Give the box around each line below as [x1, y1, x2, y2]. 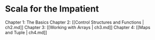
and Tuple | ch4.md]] [5, 29, 47, 35]
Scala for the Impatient [5, 3, 99, 14]
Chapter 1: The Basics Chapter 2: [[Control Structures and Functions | [5, 19, 144, 25]
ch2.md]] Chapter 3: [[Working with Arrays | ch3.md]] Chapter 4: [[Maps [5, 24, 151, 30]
